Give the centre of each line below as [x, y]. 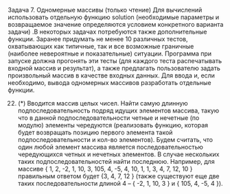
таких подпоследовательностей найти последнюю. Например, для [116, 161]
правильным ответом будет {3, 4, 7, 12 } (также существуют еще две [118, 176]
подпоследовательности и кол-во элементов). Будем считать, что [115, 140]
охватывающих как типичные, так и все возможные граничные [101, 46]
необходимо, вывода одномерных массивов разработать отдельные [110, 83]
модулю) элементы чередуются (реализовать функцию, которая [113, 125]
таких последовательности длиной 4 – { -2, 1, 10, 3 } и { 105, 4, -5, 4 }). [120, 183]
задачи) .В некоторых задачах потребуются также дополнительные [107, 32]
